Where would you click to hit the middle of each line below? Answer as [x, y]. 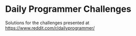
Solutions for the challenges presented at [47, 23]
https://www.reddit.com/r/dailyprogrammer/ [50, 28]
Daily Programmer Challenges [68, 9]
